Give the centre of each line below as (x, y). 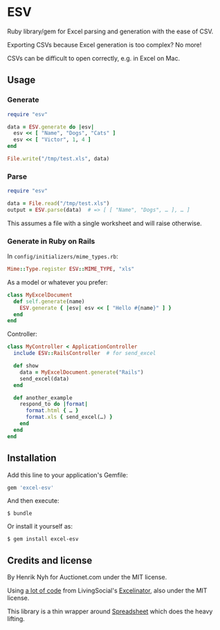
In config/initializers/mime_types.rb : (63, 256)
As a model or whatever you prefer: (58, 282)
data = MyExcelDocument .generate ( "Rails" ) (82, 372)
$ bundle (20, 514)
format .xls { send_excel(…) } (69, 417)
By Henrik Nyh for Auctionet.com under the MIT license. (87, 577)
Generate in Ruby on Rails (51, 241)
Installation (32, 458)
